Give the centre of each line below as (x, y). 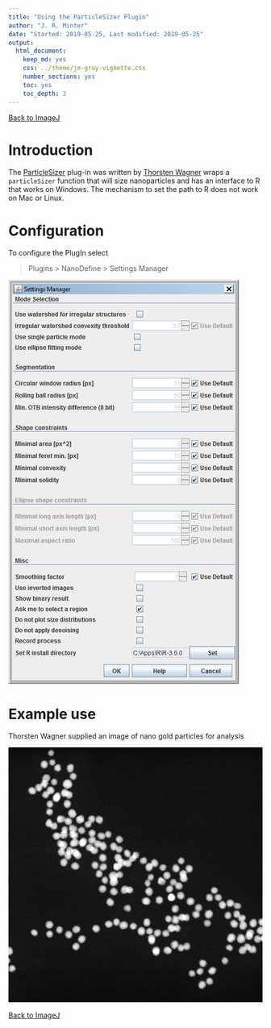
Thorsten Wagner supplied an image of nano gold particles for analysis (126, 736)
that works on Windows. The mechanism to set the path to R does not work (133, 189)
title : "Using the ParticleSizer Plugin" (79, 17)
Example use (52, 714)
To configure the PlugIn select (58, 253)
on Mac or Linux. (36, 198)
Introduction (51, 150)
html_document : (41, 51)
